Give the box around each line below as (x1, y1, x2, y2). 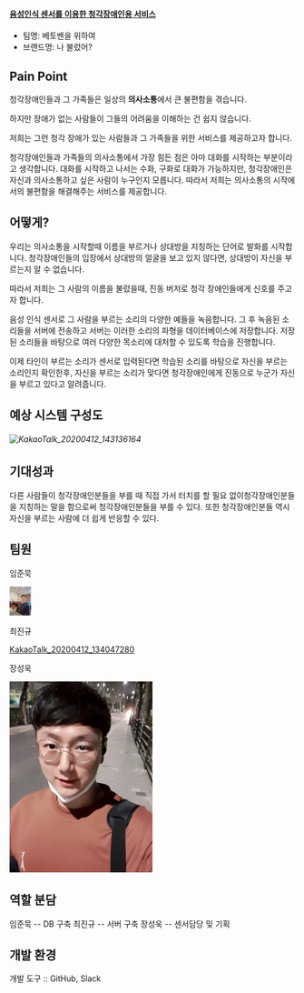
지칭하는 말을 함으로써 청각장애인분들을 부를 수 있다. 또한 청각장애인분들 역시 (18, 501, 290, 512)
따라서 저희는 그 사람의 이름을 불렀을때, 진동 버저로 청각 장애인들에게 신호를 (9, 283, 276, 294)
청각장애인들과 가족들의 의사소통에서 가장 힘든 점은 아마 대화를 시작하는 (9, 152, 261, 163)
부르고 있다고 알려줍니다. (18, 378, 107, 389)
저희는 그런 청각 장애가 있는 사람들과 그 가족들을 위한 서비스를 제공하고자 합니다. (9, 133, 293, 144)
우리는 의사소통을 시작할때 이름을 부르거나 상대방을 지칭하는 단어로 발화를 (9, 241, 270, 252)
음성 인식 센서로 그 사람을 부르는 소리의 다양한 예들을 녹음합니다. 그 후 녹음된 (9, 314, 280, 325)
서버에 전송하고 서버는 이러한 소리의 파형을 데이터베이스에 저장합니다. (33, 325, 279, 336)
